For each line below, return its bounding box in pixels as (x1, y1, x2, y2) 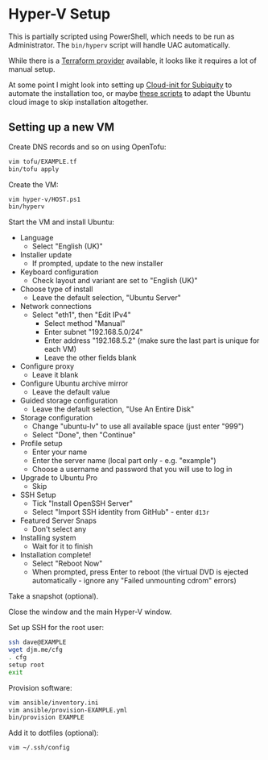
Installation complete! (19, 550, 92, 560)
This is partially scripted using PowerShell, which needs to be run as (8, 31, 235, 41)
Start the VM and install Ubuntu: (8, 217, 115, 227)
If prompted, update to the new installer (31, 259, 163, 269)
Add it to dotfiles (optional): (8, 728, 99, 738)
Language (19, 233, 54, 243)
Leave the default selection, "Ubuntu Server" (31, 293, 181, 303)
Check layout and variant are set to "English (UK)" (31, 276, 199, 286)
